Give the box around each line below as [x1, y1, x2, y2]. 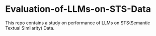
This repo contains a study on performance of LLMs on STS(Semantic [5, 20, 150, 26]
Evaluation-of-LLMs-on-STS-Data [5, 3, 151, 15]
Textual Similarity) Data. [5, 25, 55, 31]
